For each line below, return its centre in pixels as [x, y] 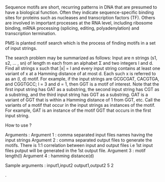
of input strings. [21, 48]
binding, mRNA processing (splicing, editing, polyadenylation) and [72, 28]
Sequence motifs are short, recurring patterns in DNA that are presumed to [81, 7]
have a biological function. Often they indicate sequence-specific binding [80, 12]
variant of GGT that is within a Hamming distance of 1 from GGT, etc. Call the [83, 100]
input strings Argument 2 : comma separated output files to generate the [79, 140]
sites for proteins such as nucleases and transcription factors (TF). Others [80, 18]
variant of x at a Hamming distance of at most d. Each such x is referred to [81, 73]
